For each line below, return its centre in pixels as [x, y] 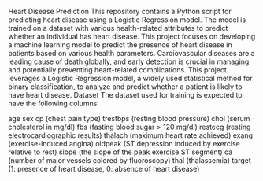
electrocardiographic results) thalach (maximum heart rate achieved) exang [131, 135]
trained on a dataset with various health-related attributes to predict [118, 28]
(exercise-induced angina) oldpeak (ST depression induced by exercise [124, 144]
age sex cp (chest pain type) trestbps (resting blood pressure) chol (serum [129, 118]
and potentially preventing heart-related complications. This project [117, 70]
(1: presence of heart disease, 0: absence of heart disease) [104, 169]
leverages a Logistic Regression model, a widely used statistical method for [131, 78]
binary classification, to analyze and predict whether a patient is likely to [125, 87]
